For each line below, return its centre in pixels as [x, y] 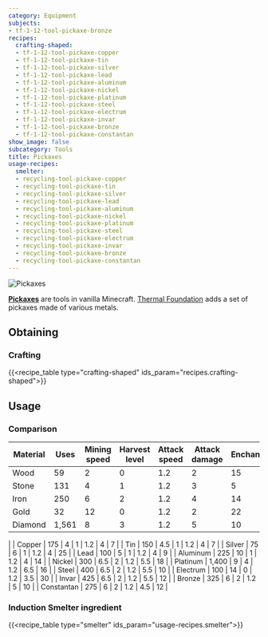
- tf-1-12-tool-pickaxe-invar [65, 120]
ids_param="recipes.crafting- [189, 373]
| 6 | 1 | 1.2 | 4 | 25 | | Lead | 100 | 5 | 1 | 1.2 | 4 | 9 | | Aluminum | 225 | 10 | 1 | [133, 552]
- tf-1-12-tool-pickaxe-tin [62, 61]
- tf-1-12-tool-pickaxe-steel [65, 105]
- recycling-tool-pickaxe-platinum [75, 224]
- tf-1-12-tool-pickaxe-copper [67, 53]
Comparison [33, 429]
